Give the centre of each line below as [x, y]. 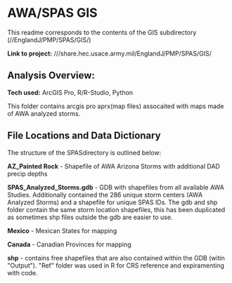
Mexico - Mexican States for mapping [62, 230]
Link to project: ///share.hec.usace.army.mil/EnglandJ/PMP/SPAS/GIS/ [110, 53]
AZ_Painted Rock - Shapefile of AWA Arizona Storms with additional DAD [114, 166]
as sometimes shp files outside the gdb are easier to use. [90, 217]
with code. [22, 272]
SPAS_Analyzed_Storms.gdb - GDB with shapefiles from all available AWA [116, 187]
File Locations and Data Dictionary [84, 136]
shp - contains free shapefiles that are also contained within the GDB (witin [116, 258]
